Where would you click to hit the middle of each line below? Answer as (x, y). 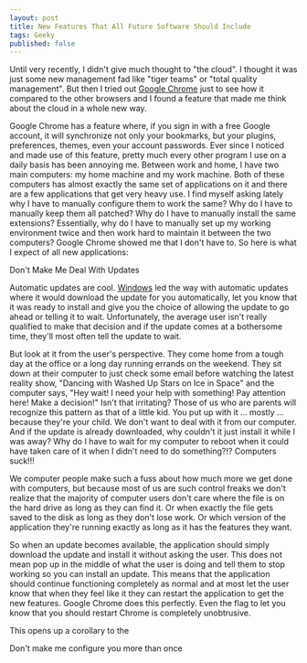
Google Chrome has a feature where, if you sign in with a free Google (140, 126)
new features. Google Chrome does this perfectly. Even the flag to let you (148, 604)
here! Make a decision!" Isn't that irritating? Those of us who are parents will (153, 402)
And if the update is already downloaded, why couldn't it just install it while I (152, 432)
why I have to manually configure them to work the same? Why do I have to (151, 204)
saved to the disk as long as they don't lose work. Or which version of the (148, 518)
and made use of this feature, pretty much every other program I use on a (148, 155)
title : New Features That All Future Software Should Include (130, 27)
